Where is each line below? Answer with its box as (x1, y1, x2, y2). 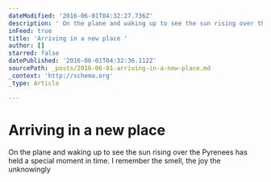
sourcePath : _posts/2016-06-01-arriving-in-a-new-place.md (8, 64, 211, 72)
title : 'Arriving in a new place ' (8, 34, 128, 43)
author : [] (8, 42, 45, 50)
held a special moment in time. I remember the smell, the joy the (8, 156, 222, 166)
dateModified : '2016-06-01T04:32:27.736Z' (8, 11, 153, 20)
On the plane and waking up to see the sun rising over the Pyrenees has (8, 147, 248, 157)
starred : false (8, 49, 60, 57)
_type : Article (8, 79, 60, 87)
